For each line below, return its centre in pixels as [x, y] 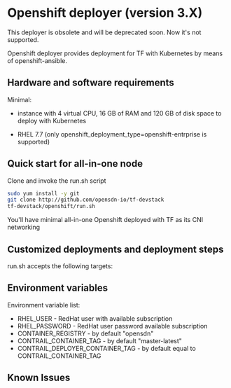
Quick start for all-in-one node [75, 164]
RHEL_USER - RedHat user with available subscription [95, 318]
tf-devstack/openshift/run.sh [51, 207]
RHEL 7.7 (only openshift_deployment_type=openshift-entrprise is [112, 134]
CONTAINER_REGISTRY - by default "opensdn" [85, 333]
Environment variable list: [44, 305]
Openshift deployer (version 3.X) [105, 13]
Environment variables [58, 288]
